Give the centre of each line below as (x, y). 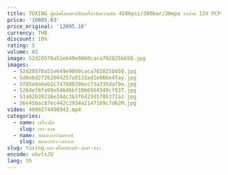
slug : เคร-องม (37, 129)
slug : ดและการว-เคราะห (47, 142)
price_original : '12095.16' (47, 26)
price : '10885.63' (33, 20)
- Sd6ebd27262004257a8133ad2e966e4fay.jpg (75, 78)
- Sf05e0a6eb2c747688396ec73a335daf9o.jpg (75, 84)
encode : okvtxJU (30, 155)
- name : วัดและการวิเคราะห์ (43, 135)
